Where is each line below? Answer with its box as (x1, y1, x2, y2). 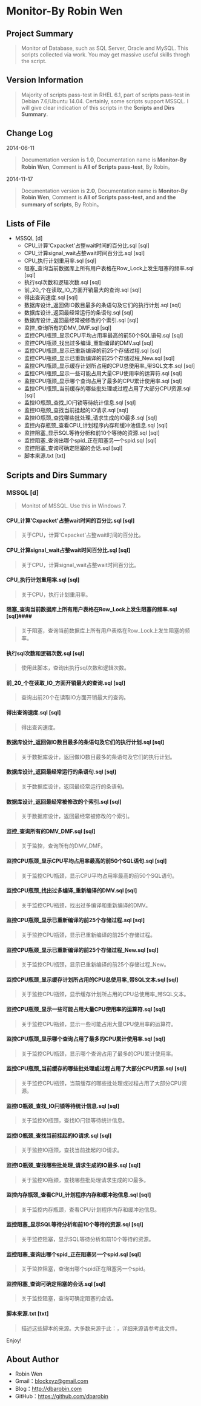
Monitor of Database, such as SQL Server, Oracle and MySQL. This (21, 44, 189, 52)
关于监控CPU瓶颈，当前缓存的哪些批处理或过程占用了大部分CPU (21, 1079, 182, 1087)
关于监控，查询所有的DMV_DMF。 (21, 842, 106, 849)
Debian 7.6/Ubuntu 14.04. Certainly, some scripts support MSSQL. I (21, 97, 189, 104)
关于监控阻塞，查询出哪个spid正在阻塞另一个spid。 (21, 1265, 149, 1272)
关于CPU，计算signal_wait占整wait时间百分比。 (21, 561, 140, 568)
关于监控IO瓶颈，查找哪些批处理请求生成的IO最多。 (21, 1176, 150, 1183)
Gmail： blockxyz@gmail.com (15, 1377, 89, 1385)
